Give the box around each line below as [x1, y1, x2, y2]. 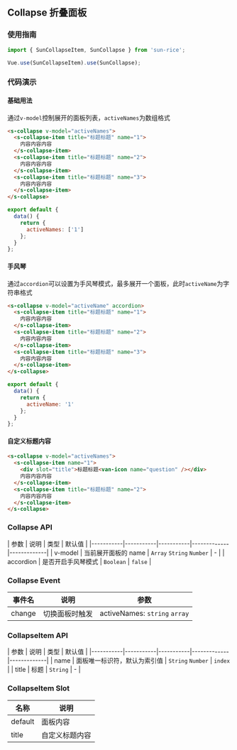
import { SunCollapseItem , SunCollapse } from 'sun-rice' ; [7, 46, 186, 53]
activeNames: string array [99, 608, 189, 618]
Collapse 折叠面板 [7, 6, 87, 19]
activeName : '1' [26, 400, 75, 408]
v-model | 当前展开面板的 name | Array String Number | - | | [54, 548, 225, 557]
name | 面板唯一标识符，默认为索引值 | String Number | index [54, 656, 231, 665]
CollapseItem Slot [7, 683, 70, 693]
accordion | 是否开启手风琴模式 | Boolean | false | [7, 557, 152, 566]
